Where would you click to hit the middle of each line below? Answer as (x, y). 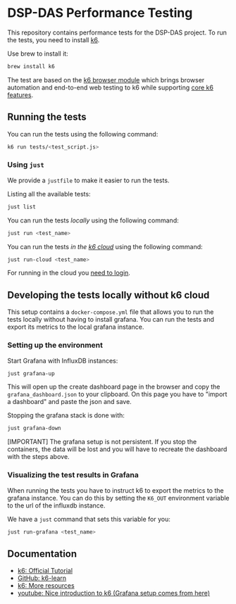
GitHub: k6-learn (42, 578)
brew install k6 (31, 66)
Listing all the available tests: (49, 194)
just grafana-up (31, 373)
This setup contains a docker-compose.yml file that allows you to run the (111, 312)
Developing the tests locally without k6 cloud (108, 295)
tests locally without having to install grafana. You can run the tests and (111, 320)
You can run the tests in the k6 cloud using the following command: (105, 246)
